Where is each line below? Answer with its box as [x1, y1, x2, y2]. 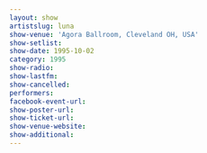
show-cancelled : [9, 80, 70, 89]
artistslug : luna [9, 22, 75, 31]
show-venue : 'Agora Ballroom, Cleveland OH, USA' [9, 30, 200, 39]
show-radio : [9, 64, 54, 73]
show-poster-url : [9, 105, 75, 114]
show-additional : [9, 130, 75, 139]
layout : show [9, 13, 58, 22]
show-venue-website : [9, 122, 87, 131]
